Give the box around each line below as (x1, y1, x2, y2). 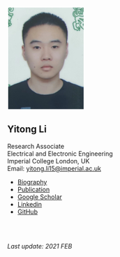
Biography (17, 177, 47, 186)
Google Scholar (17, 192, 63, 201)
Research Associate (7, 142, 65, 150)
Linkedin (17, 200, 43, 208)
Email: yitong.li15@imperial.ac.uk (7, 164, 101, 172)
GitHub (17, 207, 38, 216)
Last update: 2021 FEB (7, 242, 73, 250)
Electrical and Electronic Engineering (7, 149, 113, 158)
